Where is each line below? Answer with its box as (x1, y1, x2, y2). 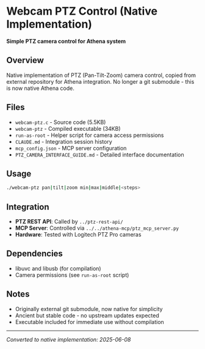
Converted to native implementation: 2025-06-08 (6, 336, 131, 343)
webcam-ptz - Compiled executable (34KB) (15, 125, 121, 132)
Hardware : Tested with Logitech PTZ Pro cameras (15, 231, 142, 238)
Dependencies (6, 249, 63, 259)
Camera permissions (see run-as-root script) (15, 271, 129, 279)
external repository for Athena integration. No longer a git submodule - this (6, 78, 195, 85)
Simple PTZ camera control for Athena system (6, 37, 126, 45)
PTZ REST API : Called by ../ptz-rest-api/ (15, 218, 123, 226)
